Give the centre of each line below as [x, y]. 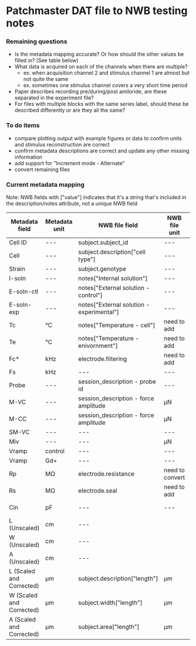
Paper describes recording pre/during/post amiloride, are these [91, 91]
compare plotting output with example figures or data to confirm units [98, 138]
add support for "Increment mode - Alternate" [70, 163]
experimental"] [99, 312]
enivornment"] [98, 346]
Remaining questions [37, 42]
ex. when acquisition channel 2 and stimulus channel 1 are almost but [106, 73]
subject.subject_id [103, 242]
